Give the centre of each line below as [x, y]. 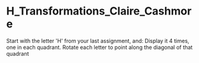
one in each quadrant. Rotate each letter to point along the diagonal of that [99, 47]
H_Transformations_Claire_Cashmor [99, 11]
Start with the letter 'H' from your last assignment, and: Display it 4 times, [98, 41]
